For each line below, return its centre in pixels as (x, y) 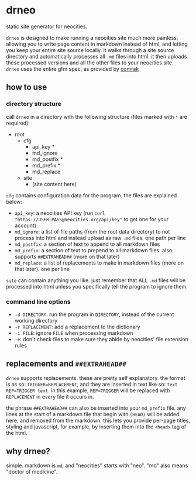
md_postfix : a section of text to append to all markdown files (87, 244)
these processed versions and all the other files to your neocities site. (90, 63)
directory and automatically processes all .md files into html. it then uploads (97, 56)
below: (14, 201)
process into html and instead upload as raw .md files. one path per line (100, 238)
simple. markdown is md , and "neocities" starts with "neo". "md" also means (97, 465)
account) (25, 225)
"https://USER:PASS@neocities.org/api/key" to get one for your (91, 219)
